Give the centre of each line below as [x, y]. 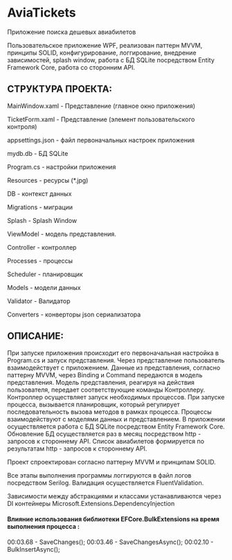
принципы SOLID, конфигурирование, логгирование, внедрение [102, 53]
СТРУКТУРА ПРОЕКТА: [60, 89]
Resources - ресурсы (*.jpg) [48, 180]
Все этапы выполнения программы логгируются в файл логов [99, 475]
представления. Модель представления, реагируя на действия [101, 382]
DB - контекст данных [39, 193]
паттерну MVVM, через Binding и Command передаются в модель [105, 374]
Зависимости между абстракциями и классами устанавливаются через [114, 496]
